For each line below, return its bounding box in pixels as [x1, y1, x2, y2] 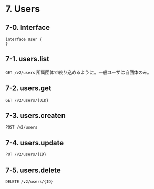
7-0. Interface [5, 23, 50, 32]
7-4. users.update [5, 138, 64, 147]
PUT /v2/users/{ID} [5, 152, 47, 157]
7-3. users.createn [5, 111, 66, 120]
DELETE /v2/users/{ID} [5, 179, 53, 184]
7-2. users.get [5, 84, 52, 93]
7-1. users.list [5, 55, 49, 64]
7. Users [5, 3, 40, 15]
